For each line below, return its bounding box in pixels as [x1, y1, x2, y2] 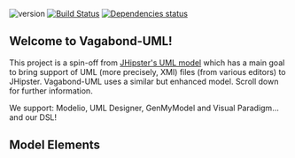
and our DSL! [9, 111, 58, 123]
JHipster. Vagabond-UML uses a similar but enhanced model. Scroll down [9, 76, 279, 87]
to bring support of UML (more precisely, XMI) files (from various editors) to [9, 66, 286, 77]
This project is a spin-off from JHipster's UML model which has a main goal [9, 57, 285, 68]
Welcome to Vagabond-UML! [9, 34, 173, 49]
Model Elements [9, 138, 100, 153]
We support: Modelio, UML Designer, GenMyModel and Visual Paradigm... [9, 102, 279, 113]
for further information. [9, 85, 93, 96]
